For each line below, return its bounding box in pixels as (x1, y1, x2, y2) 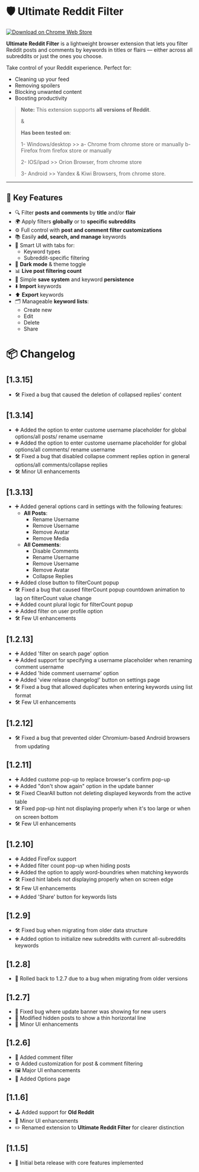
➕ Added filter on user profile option (14, 607, 104, 615)
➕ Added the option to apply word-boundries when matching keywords (14, 868, 189, 875)
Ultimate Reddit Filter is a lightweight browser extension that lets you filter (6, 40, 188, 47)
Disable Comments (32, 547, 79, 555)
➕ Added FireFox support (14, 855, 77, 862)
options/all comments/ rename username (14, 446, 115, 453)
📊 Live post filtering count (14, 267, 82, 274)
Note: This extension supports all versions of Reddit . (20, 106, 151, 113)
